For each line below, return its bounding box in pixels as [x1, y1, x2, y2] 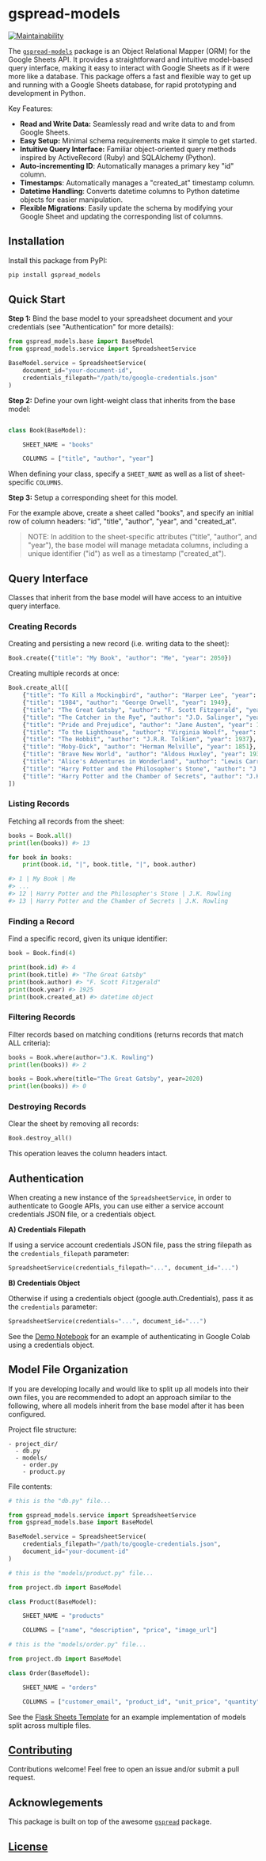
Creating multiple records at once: [8, 668, 120, 678]
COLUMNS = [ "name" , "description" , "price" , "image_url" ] [22, 1627, 218, 1635]
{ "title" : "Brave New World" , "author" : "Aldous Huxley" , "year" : [22, 750, 246, 759]
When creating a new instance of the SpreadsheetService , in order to [8, 1193, 232, 1202]
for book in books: [8, 853, 73, 862]
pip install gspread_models [8, 271, 101, 279]
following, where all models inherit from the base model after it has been [8, 1401, 245, 1410]
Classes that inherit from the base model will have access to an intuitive [8, 593, 242, 603]
